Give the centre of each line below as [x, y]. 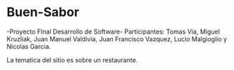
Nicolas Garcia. [29, 46]
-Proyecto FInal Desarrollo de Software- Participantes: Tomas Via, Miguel [113, 31]
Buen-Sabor [43, 12]
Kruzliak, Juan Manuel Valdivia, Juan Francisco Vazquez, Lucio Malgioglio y [117, 38]
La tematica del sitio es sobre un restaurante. [72, 59]
